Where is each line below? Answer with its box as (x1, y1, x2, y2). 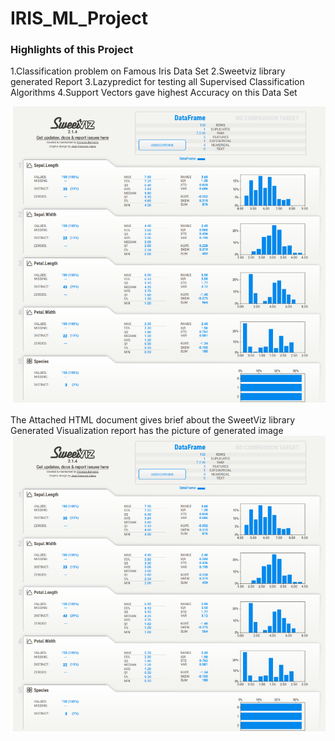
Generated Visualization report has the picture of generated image (10, 424, 284, 436)
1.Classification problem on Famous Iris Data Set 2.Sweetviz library (10, 65, 286, 77)
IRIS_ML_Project (10, 7, 148, 30)
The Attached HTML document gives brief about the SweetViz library (10, 413, 296, 426)
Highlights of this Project (10, 43, 134, 57)
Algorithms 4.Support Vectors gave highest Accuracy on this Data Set (10, 87, 298, 99)
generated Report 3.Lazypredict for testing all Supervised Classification (10, 76, 305, 88)
